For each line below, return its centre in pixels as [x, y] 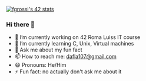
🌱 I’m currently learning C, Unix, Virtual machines [74, 44]
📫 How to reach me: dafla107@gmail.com [65, 57]
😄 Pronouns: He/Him [40, 65]
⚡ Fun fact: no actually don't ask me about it [68, 72]
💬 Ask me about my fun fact [48, 50]
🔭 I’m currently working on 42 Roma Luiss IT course [77, 37]
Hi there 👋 [21, 24]
